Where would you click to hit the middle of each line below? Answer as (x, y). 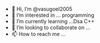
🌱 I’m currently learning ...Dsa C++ (53, 21)
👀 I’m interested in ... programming (53, 15)
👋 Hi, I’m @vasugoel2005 (42, 9)
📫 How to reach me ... (38, 34)
